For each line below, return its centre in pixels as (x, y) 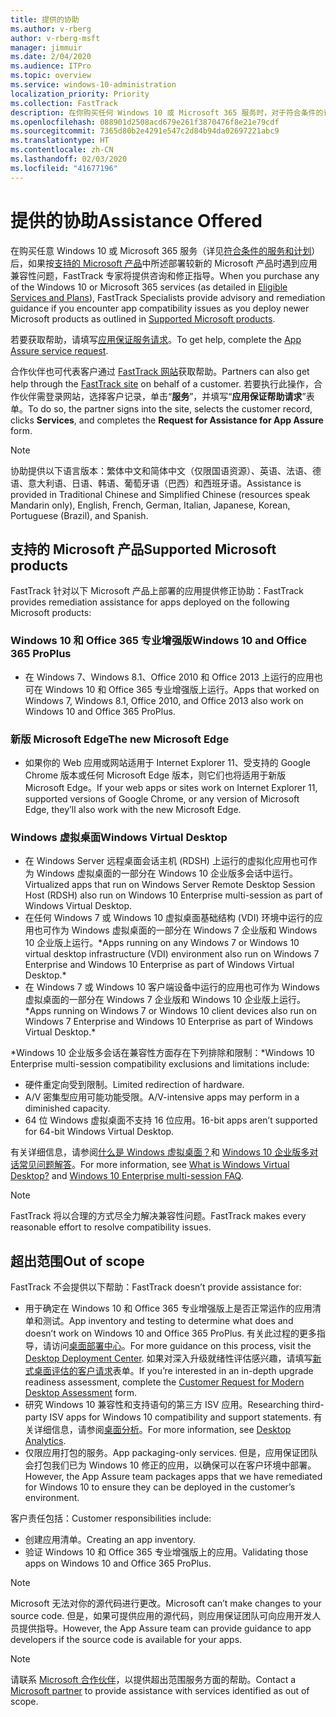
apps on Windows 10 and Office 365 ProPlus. (118, 1563)
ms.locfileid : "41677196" (64, 168)
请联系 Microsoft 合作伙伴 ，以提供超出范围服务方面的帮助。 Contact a (153, 1680)
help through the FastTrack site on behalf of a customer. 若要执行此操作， (162, 383)
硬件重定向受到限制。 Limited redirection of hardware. (134, 1085)
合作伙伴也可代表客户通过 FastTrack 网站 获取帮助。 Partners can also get (160, 371)
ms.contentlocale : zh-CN (62, 150)
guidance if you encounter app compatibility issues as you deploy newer (160, 308)
